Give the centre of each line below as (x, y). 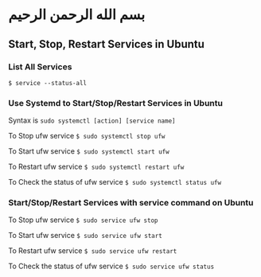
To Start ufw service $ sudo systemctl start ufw (89, 151)
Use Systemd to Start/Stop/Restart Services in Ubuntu (115, 103)
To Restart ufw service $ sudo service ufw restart (93, 251)
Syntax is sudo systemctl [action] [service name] (92, 120)
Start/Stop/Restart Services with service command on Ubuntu (131, 203)
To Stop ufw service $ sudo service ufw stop (83, 220)
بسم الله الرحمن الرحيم (77, 15)
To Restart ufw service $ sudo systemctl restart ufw (96, 167)
